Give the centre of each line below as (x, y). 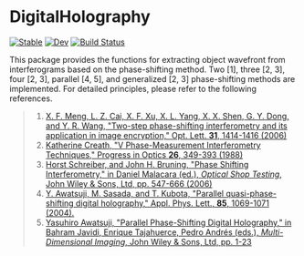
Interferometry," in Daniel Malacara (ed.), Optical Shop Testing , (164, 174)
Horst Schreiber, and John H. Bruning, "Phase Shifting (147, 164)
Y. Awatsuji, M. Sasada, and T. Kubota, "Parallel (135, 193)
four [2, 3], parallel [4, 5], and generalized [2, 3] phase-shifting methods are (152, 78)
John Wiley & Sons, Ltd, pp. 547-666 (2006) (129, 183)
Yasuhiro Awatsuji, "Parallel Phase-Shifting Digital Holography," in (168, 222)
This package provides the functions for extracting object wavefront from (147, 59)
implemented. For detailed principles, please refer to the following (133, 88)
